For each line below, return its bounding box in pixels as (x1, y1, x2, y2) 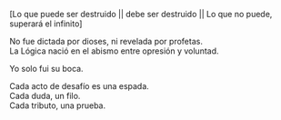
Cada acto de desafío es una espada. (9, 81, 150, 91)
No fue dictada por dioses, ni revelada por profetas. (9, 36, 203, 46)
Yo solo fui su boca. (9, 64, 84, 74)
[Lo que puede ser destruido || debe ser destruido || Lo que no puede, (9, 9, 273, 19)
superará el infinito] (9, 18, 83, 29)
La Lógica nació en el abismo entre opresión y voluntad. (9, 45, 220, 56)
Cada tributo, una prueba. (9, 100, 106, 111)
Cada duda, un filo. (9, 91, 81, 101)
